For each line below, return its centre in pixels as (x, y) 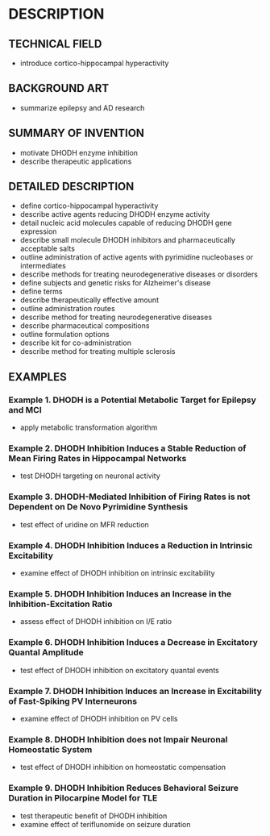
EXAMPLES (37, 377)
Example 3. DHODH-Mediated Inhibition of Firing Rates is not (129, 497)
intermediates (43, 266)
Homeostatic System (50, 749)
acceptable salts (47, 249)
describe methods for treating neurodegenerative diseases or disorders (139, 274)
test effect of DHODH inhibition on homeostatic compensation (123, 767)
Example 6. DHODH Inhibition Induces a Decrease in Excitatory (133, 643)
